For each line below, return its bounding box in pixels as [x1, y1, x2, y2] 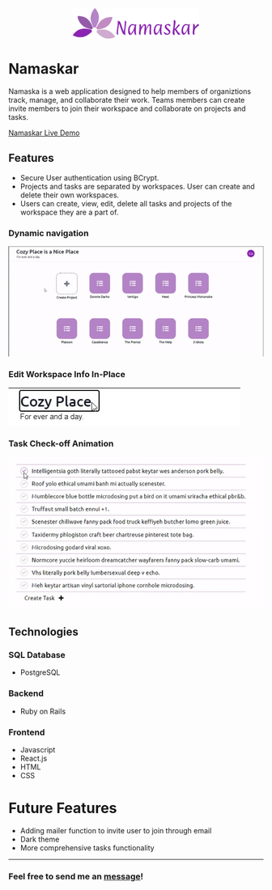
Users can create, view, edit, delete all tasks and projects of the [19, 198, 232, 208]
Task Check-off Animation [8, 438, 114, 449]
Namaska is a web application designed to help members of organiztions [8, 86, 252, 96]
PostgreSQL [19, 667, 61, 677]
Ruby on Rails [19, 706, 66, 716]
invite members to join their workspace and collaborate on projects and [8, 104, 246, 113]
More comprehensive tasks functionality [19, 842, 155, 853]
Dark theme [19, 834, 60, 844]
